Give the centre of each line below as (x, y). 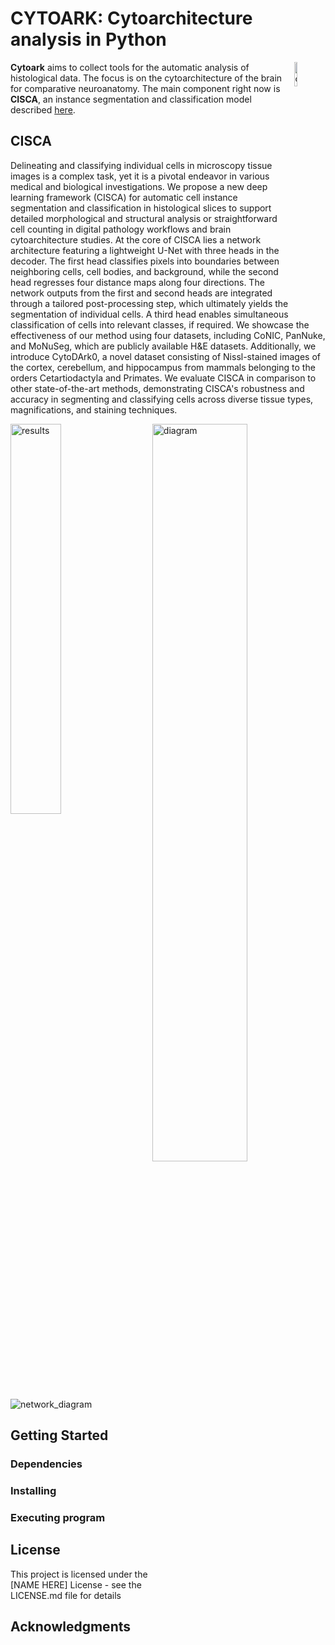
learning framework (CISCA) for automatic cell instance (124, 197)
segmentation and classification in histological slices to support (141, 208)
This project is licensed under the (79, 1574)
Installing (33, 1490)
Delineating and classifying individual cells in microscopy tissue (141, 165)
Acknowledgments (71, 1627)
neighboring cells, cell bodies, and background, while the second (144, 271)
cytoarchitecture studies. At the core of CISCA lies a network (136, 239)
